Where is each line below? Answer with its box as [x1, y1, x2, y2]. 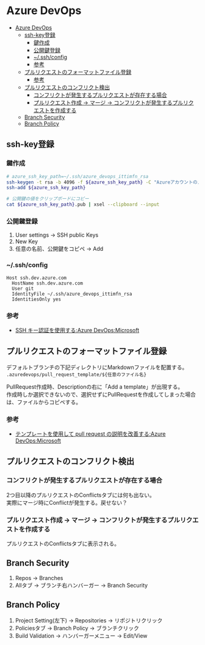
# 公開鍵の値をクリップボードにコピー [6, 196, 90, 202]
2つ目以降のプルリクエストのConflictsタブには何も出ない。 [6, 491, 156, 499]
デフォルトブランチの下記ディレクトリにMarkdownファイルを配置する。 [6, 364, 188, 371]
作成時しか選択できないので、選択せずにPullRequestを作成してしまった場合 [6, 390, 196, 398]
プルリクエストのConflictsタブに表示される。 [6, 540, 120, 547]
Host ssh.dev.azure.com [6, 275, 67, 281]
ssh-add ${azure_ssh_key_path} [6, 185, 86, 191]
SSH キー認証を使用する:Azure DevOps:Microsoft [15, 326, 140, 334]
